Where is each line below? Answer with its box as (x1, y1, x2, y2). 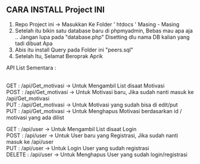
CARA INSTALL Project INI (6, 5, 105, 15)
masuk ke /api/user (6, 138, 54, 145)
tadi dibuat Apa (14, 40, 53, 47)
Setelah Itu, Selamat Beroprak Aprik (14, 52, 103, 59)
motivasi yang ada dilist (6, 114, 65, 121)
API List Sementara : (6, 64, 56, 71)
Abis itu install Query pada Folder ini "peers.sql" (14, 46, 134, 53)
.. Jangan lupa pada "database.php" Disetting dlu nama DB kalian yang (14, 33, 190, 41)
